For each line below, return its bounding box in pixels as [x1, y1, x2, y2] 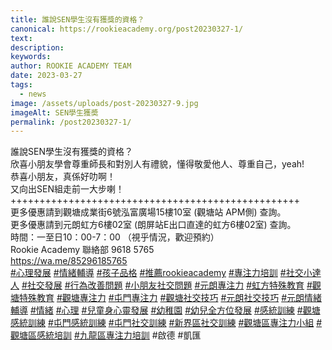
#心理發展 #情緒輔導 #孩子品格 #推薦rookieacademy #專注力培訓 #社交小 [10, 267, 313, 279]
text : [10, 33, 33, 43]
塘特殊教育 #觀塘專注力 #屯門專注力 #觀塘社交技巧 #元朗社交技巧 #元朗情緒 [10, 292, 323, 304]
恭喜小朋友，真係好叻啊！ [10, 171, 116, 183]
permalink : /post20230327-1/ [10, 117, 132, 127]
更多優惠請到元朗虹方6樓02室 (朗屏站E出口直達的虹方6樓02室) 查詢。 [10, 219, 297, 231]
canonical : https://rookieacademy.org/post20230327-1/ [10, 24, 244, 34]
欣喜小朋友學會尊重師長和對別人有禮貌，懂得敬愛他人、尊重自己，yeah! [10, 158, 305, 170]
